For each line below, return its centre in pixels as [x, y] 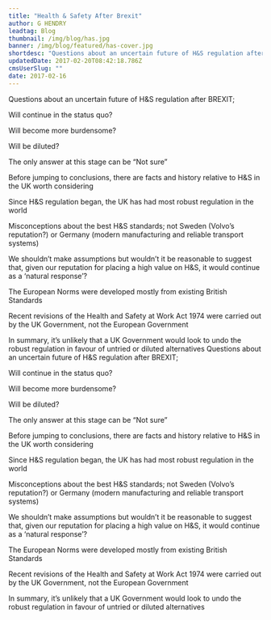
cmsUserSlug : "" [35, 69]
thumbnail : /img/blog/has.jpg [59, 38]
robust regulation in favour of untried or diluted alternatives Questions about [135, 348]
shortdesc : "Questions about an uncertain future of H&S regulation [126, 53]
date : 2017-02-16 [38, 76]
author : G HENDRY [38, 23]
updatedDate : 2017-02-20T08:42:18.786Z [75, 61]
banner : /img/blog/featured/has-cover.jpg [81, 46]
